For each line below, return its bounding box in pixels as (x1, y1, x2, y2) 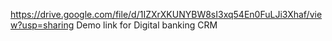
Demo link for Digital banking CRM (76, 19, 218, 31)
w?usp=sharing (10, 19, 75, 31)
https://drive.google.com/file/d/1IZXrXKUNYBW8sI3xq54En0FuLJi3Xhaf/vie (10, 9, 323, 20)
